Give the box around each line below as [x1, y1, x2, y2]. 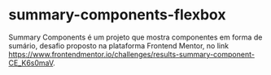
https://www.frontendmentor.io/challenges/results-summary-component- [8, 49, 255, 59]
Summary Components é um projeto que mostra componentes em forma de [8, 32, 263, 42]
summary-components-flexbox [8, 6, 226, 24]
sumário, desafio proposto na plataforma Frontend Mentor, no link [8, 40, 229, 50]
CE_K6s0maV [8, 58, 54, 68]
